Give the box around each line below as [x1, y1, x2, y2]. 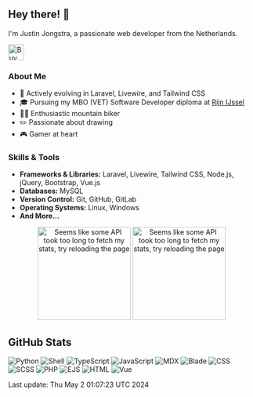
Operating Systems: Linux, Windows [19, 203, 139, 213]
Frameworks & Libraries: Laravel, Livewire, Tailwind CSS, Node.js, [19, 169, 234, 179]
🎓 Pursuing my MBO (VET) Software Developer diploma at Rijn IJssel [19, 97, 245, 107]
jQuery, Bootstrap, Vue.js [19, 178, 100, 188]
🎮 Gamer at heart [19, 129, 78, 139]
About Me [8, 71, 47, 82]
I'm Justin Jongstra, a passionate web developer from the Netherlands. [8, 28, 238, 38]
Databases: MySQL [19, 186, 84, 196]
